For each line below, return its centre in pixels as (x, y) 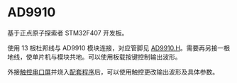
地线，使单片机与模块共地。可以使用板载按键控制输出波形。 (94, 57)
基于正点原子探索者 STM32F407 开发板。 (68, 33)
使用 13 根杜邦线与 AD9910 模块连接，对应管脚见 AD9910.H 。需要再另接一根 (119, 48)
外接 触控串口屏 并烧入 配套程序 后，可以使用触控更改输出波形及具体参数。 (113, 72)
